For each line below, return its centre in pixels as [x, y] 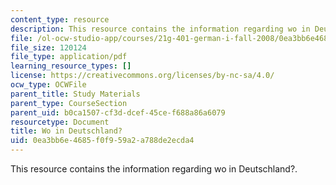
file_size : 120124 [48, 47]
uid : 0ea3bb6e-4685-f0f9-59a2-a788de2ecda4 [102, 141]
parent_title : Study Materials [75, 94]
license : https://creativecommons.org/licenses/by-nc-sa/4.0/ [142, 76]
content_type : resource [60, 19]
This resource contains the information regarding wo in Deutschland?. [154, 169]
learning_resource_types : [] [71, 66]
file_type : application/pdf [69, 57]
